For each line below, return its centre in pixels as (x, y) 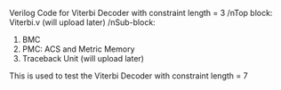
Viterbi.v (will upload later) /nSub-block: (82, 22)
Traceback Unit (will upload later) (83, 58)
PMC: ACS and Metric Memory (78, 49)
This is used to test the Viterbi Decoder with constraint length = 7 (128, 76)
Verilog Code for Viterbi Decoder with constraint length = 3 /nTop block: (141, 13)
